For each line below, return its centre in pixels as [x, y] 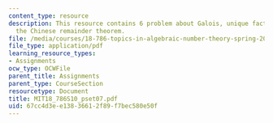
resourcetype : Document [49, 91]
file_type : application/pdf [56, 46]
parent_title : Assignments [54, 76]
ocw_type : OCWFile [39, 69]
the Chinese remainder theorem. [71, 31]
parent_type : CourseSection [56, 83]
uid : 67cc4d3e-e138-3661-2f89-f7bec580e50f [83, 106]
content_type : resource [49, 16]
